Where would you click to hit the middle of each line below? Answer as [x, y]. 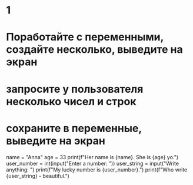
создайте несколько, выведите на [95, 50]
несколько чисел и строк [71, 101]
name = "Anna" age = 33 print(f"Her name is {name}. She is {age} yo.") [92, 157]
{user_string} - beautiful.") [38, 176]
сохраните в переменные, [74, 128]
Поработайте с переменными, [85, 37]
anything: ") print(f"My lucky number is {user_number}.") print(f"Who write [97, 169]
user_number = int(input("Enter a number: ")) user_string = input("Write [93, 163]
